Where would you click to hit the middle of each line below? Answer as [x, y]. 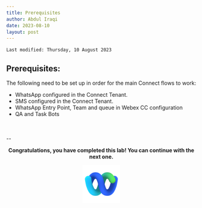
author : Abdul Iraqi [32, 19]
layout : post [23, 32]
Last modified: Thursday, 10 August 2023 [59, 50]
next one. [101, 157]
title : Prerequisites [33, 13]
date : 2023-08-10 [28, 25]
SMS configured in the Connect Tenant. [64, 101]
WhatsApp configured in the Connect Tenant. [71, 95]
